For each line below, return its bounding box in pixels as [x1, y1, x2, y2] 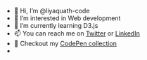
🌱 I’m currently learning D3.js [13, 22, 98, 29]
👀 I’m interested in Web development [13, 14, 121, 22]
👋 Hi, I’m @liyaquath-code [13, 7, 90, 15]
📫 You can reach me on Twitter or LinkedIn [13, 29, 141, 38]
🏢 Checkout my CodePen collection [13, 39, 117, 47]
